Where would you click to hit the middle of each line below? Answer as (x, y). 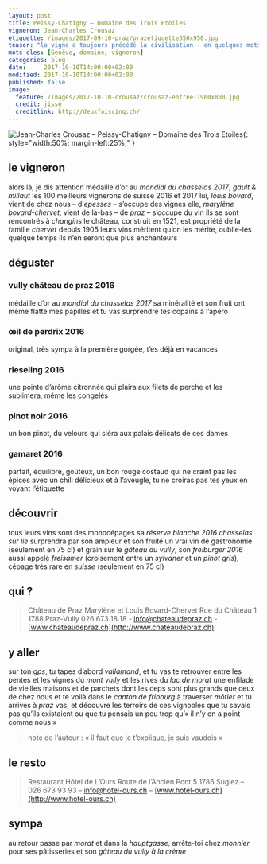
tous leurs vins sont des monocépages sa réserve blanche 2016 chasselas (130, 532)
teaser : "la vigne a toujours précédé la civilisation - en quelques (126, 45)
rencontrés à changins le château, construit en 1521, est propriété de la (124, 220)
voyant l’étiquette (37, 488)
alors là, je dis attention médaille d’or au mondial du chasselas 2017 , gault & (132, 187)
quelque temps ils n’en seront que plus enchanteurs (93, 237)
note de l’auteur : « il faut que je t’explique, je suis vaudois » (125, 738)
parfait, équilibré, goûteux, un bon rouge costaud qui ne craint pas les (122, 471)
